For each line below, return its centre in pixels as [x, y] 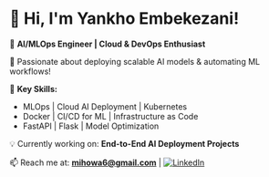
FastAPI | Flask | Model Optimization [91, 126]
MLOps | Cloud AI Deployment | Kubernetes [105, 106]
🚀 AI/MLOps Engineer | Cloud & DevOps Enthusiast [108, 44]
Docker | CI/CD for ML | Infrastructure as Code [110, 116]
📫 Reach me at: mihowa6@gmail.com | [86, 162]
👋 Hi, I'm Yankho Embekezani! [124, 19]
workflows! [31, 71]
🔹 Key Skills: [33, 88]
